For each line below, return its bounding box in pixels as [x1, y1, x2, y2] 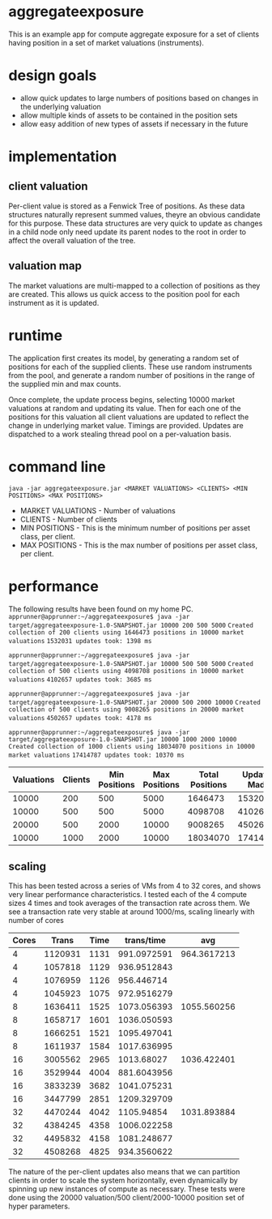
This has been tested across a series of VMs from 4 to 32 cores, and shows [8, 881, 261, 891]
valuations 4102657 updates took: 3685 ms [8, 676, 152, 684]
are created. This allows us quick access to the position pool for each [8, 289, 240, 298]
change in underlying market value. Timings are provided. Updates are [8, 420, 244, 430]
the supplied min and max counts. [8, 379, 121, 388]
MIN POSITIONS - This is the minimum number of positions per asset [19, 522, 251, 533]
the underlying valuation [19, 101, 101, 111]
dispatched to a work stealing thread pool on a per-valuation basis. [8, 429, 232, 439]
